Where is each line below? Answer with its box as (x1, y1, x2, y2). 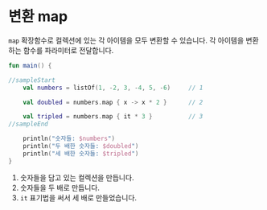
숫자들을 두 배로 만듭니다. (19, 183, 101, 192)
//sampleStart (8, 76, 56, 84)
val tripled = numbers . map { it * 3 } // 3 (23, 113, 203, 121)
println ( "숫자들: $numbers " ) (23, 134, 115, 143)
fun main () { (8, 61, 52, 69)
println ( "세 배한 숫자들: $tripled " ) (23, 150, 139, 158)
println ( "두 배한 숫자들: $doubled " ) (23, 142, 139, 150)
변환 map (8, 7, 68, 26)
